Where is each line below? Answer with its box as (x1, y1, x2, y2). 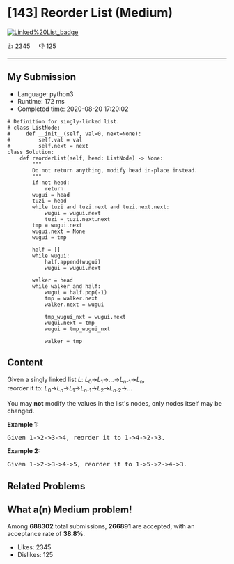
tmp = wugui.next (32, 222, 82, 229)
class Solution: (7, 148, 54, 155)
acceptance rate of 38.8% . (7, 530, 86, 538)
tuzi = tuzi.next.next (44, 215, 111, 222)
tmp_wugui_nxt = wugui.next (44, 313, 127, 320)
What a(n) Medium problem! (7, 503, 132, 515)
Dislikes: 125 (17, 551, 54, 559)
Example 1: (7, 420, 40, 429)
